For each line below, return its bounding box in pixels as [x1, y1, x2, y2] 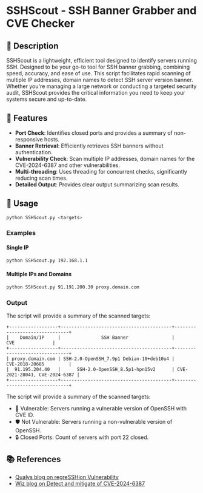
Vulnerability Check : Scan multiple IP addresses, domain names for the [15, 155, 195, 162]
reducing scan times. [15, 174, 68, 182]
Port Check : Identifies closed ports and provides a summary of [15, 129, 173, 137]
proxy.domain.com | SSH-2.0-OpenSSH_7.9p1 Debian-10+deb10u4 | [12, 356, 175, 362]
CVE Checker [6, 16, 75, 30]
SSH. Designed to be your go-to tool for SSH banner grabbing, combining [6, 63, 190, 70]
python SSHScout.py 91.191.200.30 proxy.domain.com [6, 284, 139, 290]
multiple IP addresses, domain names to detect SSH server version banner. [6, 76, 193, 83]
